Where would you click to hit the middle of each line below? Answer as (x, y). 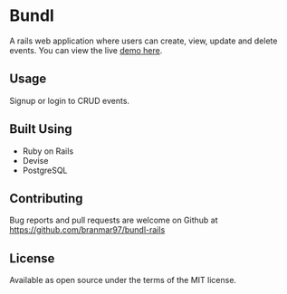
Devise (35, 160)
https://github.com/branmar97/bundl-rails (87, 230)
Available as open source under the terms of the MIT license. (123, 280)
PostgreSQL (45, 170)
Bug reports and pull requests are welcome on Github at (114, 220)
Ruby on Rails (48, 151)
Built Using (41, 129)
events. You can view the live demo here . (86, 50)
